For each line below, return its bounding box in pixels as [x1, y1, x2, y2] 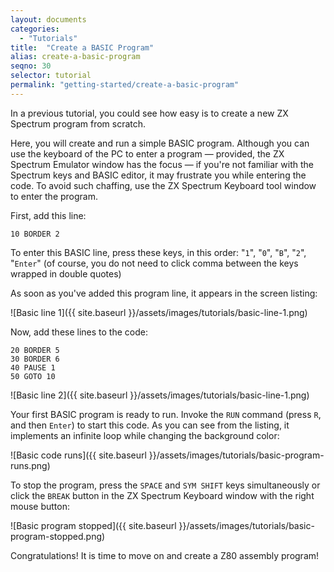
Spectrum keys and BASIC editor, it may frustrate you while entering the [10, 169, 307, 181]
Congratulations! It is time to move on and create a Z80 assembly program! [10, 549, 320, 561]
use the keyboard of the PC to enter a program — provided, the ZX [10, 147, 285, 160]
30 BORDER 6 [10, 354, 60, 364]
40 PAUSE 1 [10, 362, 56, 373]
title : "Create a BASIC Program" [10, 42, 155, 53]
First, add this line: [10, 209, 87, 221]
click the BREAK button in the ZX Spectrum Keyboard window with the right [10, 489, 315, 501]
